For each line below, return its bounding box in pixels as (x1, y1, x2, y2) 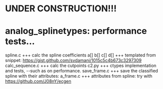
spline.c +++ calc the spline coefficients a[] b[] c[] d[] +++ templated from (5, 52, 156, 58)
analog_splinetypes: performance (5, 26, 147, 37)
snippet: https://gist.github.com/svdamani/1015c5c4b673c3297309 (5, 58, 142, 63)
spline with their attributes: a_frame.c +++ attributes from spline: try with (5, 73, 153, 79)
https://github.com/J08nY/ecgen (5, 78, 71, 84)
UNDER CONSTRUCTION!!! (5, 3, 117, 14)
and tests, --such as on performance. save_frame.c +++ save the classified (5, 68, 159, 74)
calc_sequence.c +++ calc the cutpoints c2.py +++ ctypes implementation (5, 62, 157, 69)
